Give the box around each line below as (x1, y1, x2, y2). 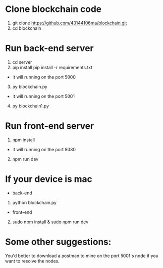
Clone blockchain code (5, 3, 102, 15)
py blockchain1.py (12, 103, 49, 109)
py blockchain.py (12, 84, 48, 89)
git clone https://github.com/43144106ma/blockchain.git (12, 20, 127, 26)
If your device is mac (5, 174, 93, 184)
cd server (12, 59, 32, 65)
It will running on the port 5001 (12, 93, 75, 99)
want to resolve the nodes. (5, 258, 59, 264)
